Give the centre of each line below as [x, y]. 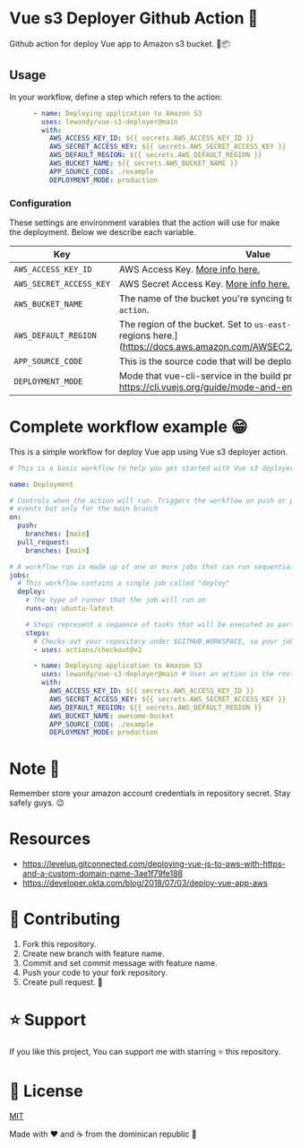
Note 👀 [35, 768]
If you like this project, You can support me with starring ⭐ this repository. [145, 1052]
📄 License [46, 1091]
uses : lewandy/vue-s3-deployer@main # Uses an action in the [158, 674]
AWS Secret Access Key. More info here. [204, 283]
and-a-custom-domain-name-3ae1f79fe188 [103, 874]
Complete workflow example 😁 [129, 427]
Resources [50, 839]
